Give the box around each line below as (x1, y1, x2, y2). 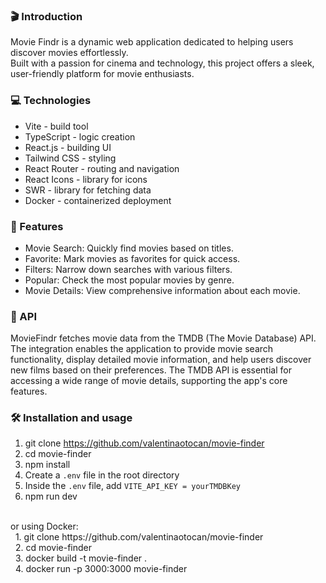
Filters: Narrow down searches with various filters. (24, 263, 233, 275)
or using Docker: (10, 520, 79, 533)
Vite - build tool (24, 120, 89, 132)
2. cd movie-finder (14, 542, 92, 554)
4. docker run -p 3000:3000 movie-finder (14, 563, 188, 575)
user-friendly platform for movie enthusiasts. (10, 68, 195, 80)
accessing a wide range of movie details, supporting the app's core (10, 375, 288, 387)
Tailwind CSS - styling (24, 152, 117, 164)
